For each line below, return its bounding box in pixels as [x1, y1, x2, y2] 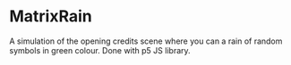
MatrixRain [9, 6, 92, 27]
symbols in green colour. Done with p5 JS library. [9, 45, 191, 55]
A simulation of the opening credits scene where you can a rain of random [9, 36, 283, 46]
